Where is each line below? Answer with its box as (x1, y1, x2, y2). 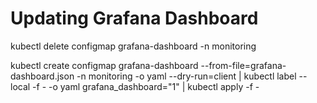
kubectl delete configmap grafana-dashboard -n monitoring (10, 40, 257, 52)
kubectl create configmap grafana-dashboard (10, 59, 199, 71)
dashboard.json (10, 70, 75, 82)
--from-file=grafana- (200, 59, 287, 71)
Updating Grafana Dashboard (10, 7, 259, 30)
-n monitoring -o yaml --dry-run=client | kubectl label (76, 70, 297, 82)
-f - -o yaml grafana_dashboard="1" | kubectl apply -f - (32, 80, 260, 92)
